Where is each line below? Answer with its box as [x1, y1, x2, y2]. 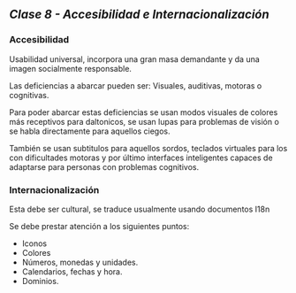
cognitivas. [9, 89, 49, 100]
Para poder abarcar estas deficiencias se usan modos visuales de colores [9, 106, 278, 118]
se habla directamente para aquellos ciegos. [9, 126, 171, 136]
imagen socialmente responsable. [9, 63, 133, 73]
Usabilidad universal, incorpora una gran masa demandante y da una [9, 53, 261, 65]
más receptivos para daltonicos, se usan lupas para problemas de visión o [9, 116, 280, 127]
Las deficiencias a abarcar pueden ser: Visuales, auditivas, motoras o [9, 80, 262, 91]
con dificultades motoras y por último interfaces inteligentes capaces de [9, 152, 273, 163]
